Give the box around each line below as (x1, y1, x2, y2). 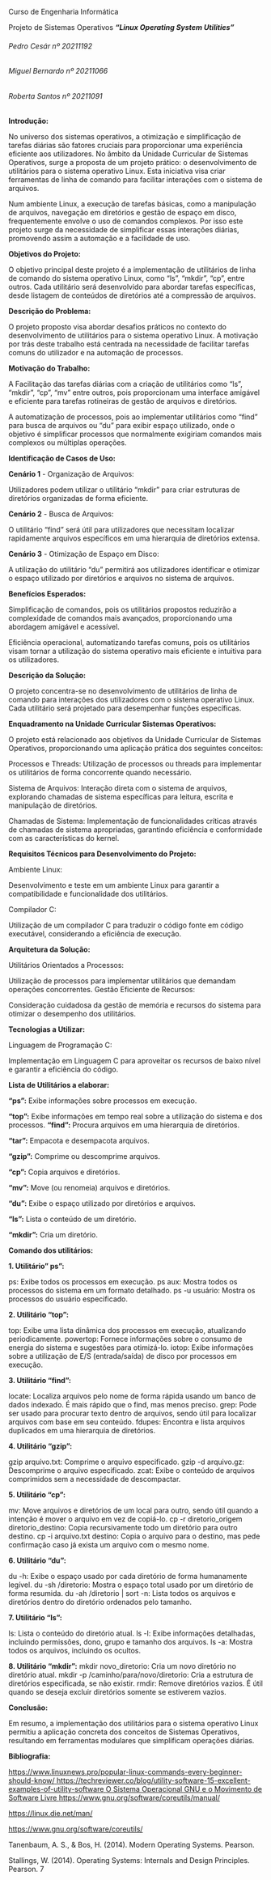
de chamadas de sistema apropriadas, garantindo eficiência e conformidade (8, 825, 263, 834)
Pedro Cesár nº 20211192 (8, 40, 93, 51)
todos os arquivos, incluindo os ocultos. (8, 1646, 142, 1656)
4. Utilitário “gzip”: (8, 1441, 73, 1451)
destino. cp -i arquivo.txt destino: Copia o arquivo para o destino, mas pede (8, 1531, 260, 1541)
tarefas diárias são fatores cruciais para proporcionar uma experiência (8, 141, 243, 151)
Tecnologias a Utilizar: (8, 1025, 86, 1034)
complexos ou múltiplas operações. (8, 438, 127, 448)
